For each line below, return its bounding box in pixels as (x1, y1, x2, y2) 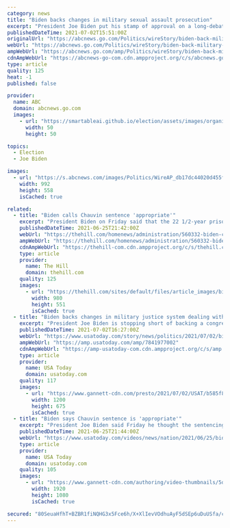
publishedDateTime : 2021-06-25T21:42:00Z (19, 225, 139, 232)
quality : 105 (19, 466, 57, 473)
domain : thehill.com (25, 269, 84, 276)
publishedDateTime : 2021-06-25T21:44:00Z (19, 428, 139, 435)
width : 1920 (31, 486, 66, 492)
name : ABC (13, 98, 41, 106)
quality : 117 (19, 378, 57, 384)
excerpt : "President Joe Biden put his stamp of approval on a (7, 23, 192, 29)
